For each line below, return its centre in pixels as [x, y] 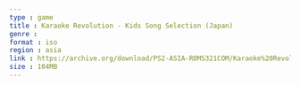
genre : [24, 34]
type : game [31, 17]
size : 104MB [33, 67]
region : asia [36, 50]
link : [21, 58]
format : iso [33, 42]
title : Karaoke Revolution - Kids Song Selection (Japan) [121, 26]
